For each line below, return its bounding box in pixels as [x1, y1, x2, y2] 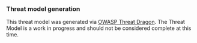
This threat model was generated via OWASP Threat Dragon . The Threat [6, 19, 185, 26]
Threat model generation [6, 5, 80, 13]
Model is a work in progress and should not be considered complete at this [6, 24, 192, 32]
